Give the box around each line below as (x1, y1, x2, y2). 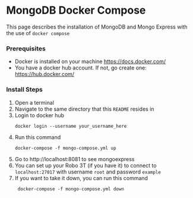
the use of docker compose (6, 29, 70, 36)
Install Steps (6, 86, 43, 94)
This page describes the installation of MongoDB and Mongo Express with (6, 23, 188, 30)
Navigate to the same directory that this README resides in (14, 105, 154, 112)
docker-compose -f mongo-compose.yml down (17, 186, 125, 192)
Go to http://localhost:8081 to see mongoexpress (14, 155, 135, 162)
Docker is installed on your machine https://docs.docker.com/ (14, 58, 166, 65)
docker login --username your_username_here (14, 123, 127, 129)
